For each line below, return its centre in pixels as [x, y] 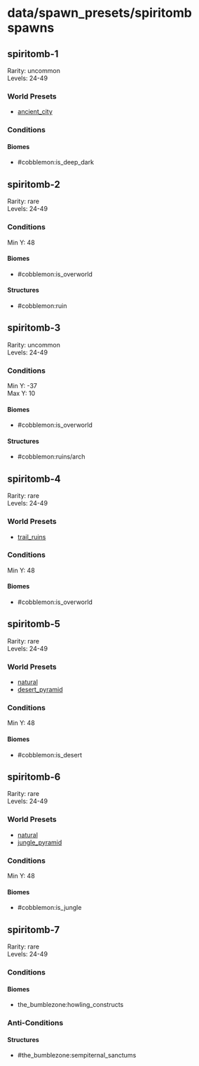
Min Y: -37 [22, 386]
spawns [31, 28]
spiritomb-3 [34, 328]
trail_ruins [32, 537]
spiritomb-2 [34, 184]
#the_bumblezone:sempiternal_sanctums [77, 1055]
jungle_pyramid [40, 842]
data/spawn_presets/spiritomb [100, 13]
